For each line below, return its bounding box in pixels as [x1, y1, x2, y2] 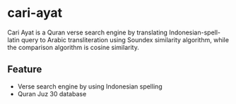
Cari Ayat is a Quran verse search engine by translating [7, 28, 168, 37]
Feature [7, 63, 42, 75]
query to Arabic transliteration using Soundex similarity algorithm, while [20, 35, 230, 44]
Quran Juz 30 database [17, 89, 87, 98]
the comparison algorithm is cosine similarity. [7, 43, 139, 51]
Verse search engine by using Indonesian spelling [17, 82, 163, 91]
